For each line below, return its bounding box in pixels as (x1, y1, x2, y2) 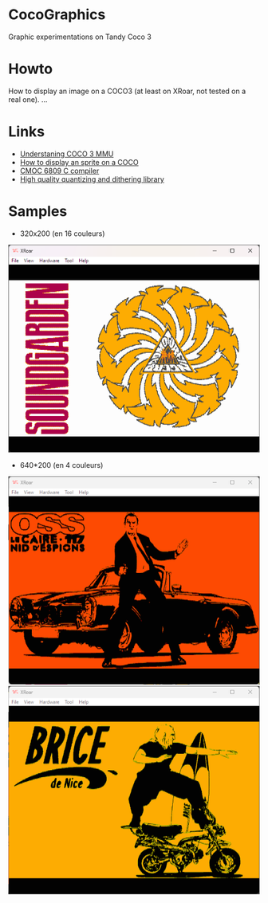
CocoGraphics (8, 6, 106, 24)
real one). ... (8, 94, 48, 104)
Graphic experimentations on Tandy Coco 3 (8, 32, 152, 41)
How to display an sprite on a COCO (19, 157, 139, 167)
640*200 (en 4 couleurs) (19, 461, 104, 470)
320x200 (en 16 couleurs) (19, 229, 105, 238)
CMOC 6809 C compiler (19, 166, 100, 175)
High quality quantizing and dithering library (19, 174, 165, 184)
